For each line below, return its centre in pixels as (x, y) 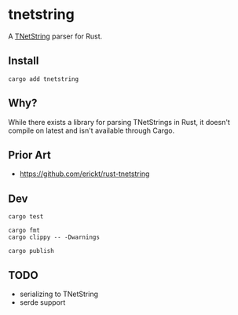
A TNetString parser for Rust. (55, 36)
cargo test (26, 217)
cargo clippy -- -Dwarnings (54, 237)
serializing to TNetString (59, 294)
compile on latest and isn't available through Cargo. (92, 130)
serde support (42, 302)
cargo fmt (24, 231)
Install (24, 61)
